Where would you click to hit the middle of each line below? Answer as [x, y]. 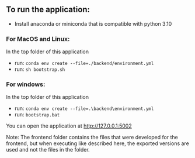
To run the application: [48, 10]
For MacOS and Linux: [38, 39]
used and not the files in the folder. [48, 150]
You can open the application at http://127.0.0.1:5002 [69, 126]
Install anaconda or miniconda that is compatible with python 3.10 [93, 23]
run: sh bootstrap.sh [40, 69]
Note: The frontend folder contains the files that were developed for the [92, 138]
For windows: [26, 84]
